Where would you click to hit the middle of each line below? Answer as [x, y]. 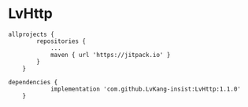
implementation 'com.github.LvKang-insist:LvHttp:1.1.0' [146, 89]
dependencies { [33, 82]
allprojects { [31, 34]
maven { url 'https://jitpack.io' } [110, 55]
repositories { [61, 41]
